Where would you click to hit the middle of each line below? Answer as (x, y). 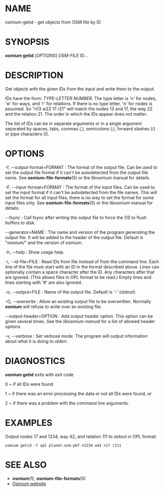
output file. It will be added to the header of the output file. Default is (74, 237)
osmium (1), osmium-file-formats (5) (49, 478)
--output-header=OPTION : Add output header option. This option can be (79, 316)
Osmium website (29, 484)
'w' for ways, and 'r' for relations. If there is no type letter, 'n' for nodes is (79, 103)
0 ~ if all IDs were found (29, 384)
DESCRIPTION (34, 75)
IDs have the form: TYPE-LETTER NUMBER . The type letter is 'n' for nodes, (81, 98)
